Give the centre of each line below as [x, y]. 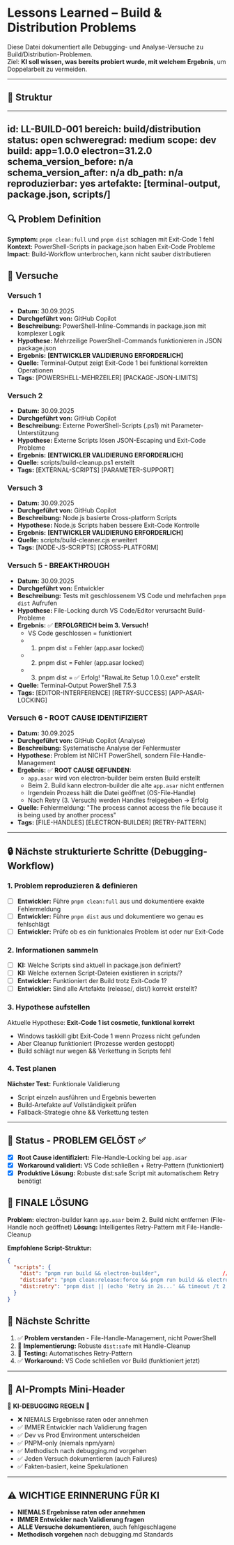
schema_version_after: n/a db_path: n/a [95, 173]
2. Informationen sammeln [53, 950]
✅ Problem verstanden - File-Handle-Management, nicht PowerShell [117, 1338]
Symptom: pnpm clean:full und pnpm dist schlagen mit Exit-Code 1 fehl [111, 239]
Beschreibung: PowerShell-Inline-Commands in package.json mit [112, 326]
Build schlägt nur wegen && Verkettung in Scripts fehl [94, 1051]
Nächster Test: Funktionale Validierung [64, 1083]
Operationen [35, 370]
